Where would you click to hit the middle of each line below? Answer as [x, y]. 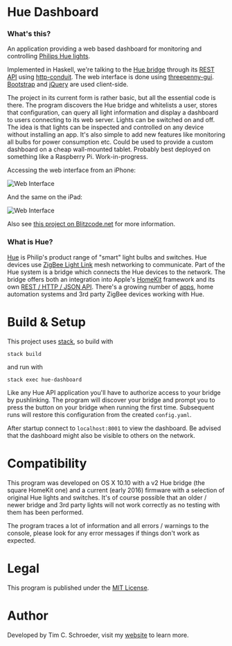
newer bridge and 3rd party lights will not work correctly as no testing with [114, 504]
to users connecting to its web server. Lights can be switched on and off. [111, 120]
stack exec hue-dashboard [44, 380]
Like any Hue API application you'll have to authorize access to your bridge [114, 392]
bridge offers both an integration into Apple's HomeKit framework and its [111, 279]
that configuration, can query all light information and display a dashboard [113, 112]
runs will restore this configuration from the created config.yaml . [99, 414]
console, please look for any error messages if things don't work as [103, 533]
